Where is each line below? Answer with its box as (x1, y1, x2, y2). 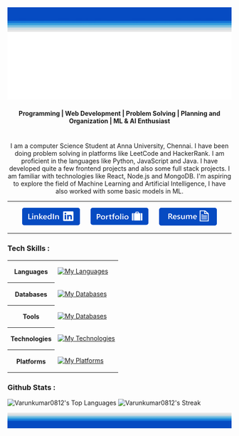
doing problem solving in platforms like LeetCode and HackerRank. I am (14, 149, 225, 158)
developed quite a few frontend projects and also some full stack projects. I (9, 164, 230, 173)
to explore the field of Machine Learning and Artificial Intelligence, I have (13, 179, 226, 188)
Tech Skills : (7, 243, 51, 253)
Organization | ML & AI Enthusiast (68, 117, 171, 125)
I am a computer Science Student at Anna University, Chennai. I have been (10, 142, 229, 150)
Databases (14, 289, 48, 298)
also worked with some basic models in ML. (55, 187, 184, 196)
